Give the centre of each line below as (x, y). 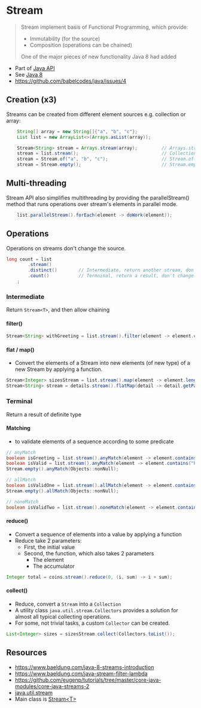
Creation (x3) (31, 100)
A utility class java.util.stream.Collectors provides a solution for (96, 610)
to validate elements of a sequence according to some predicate (94, 441)
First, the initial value (49, 547)
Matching (19, 428)
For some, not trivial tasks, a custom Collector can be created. (92, 623)
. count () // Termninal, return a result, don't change (111, 276)
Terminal (19, 401)
